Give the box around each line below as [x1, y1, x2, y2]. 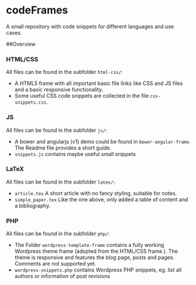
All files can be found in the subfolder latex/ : [6, 178, 115, 185]
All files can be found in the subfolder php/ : [6, 230, 110, 238]
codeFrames [6, 4, 68, 17]
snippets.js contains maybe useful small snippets [14, 150, 136, 157]
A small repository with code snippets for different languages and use [6, 23, 174, 30]
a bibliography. [14, 202, 51, 209]
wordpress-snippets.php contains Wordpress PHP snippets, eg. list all [14, 266, 182, 273]
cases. [6, 29, 22, 36]
